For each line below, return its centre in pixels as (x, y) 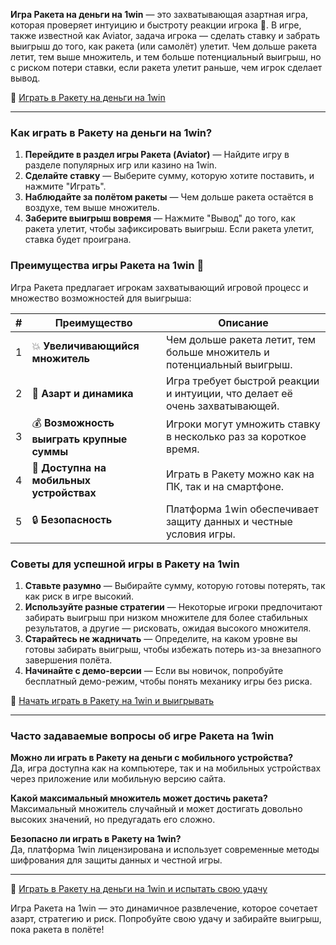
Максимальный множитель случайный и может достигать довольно (156, 809)
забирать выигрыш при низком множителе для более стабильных (166, 617)
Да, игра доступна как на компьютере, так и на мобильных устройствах (166, 768)
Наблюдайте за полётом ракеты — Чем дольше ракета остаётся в (169, 197)
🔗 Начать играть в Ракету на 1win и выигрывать (112, 700)
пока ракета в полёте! (57, 930)
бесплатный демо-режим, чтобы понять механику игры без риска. (168, 681)
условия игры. (200, 534)
